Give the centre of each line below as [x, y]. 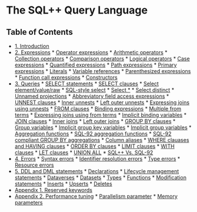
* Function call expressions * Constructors [66, 77]
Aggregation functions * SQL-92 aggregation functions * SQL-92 [93, 134]
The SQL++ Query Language [77, 10]
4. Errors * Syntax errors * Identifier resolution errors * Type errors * [97, 159]
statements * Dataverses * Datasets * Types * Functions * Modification [101, 178]
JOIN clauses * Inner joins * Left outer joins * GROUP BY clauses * [95, 121]
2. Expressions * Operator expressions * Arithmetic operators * [91, 52]
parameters [29, 203]
